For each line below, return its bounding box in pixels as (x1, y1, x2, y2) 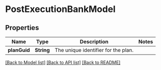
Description (79, 38, 109, 45)
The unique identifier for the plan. (54, 46, 134, 53)
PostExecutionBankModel (5, 3, 116, 15)
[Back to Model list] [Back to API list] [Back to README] (5, 59, 121, 65)
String (35, 46, 50, 53)
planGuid (8, 46, 30, 53)
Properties (5, 23, 39, 32)
